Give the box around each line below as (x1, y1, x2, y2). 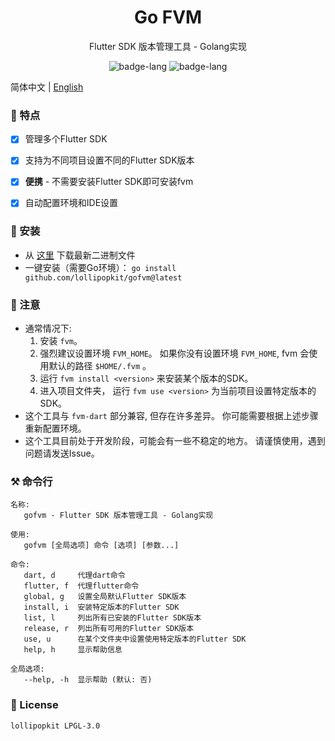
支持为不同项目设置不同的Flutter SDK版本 (24, 154, 195, 166)
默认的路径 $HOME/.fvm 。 (48, 360, 152, 372)
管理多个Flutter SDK (24, 133, 108, 145)
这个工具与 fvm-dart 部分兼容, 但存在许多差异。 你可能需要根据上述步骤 (24, 410, 319, 422)
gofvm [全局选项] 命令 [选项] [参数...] (23, 541, 180, 551)
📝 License (10, 698, 59, 712)
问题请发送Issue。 (24, 447, 100, 460)
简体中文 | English (10, 81, 84, 93)
